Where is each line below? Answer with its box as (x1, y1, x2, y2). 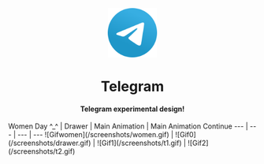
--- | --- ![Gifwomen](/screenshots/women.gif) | (17, 130, 174, 140)
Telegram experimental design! (80, 104, 185, 114)
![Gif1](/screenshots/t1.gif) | (97, 138, 187, 148)
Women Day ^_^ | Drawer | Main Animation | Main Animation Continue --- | (8, 121, 248, 131)
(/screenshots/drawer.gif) (8, 138, 91, 148)
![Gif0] (175, 130, 197, 140)
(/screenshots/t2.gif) (8, 147, 76, 156)
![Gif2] (188, 138, 209, 148)
